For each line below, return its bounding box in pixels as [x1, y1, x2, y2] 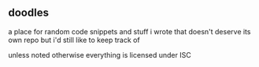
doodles [8, 6, 50, 19]
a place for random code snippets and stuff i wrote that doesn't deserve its [8, 26, 251, 36]
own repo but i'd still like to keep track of [8, 35, 140, 44]
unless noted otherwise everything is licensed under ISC [8, 50, 191, 59]
